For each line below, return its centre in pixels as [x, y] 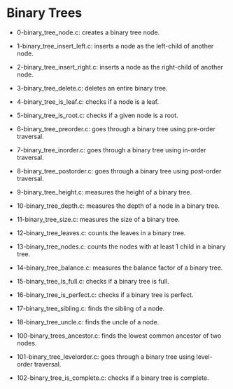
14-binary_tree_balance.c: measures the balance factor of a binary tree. [120, 268]
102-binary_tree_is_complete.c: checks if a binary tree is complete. [113, 378]
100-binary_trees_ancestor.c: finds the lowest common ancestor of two [119, 336]
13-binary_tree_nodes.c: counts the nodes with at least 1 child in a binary [121, 246]
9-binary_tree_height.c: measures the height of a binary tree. [104, 192]
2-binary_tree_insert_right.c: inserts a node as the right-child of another [120, 67]
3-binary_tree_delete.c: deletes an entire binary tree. [92, 88]
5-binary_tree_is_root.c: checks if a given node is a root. [98, 115]
